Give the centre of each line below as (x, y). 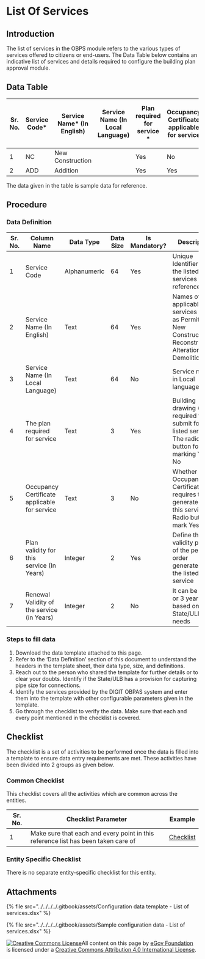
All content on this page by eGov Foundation (137, 943)
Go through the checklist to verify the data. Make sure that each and (101, 711)
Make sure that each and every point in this (92, 833)
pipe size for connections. (48, 685)
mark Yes (186, 525)
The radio (186, 438)
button (182, 446)
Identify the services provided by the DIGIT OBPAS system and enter (101, 691)
